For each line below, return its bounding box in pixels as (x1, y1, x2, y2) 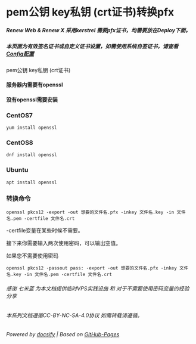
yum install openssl (6, 125, 58, 131)
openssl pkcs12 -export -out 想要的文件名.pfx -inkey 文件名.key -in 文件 (6, 209, 186, 215)
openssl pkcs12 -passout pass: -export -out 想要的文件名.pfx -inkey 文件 (6, 265, 189, 271)
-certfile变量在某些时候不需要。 (6, 227, 83, 234)
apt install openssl (6, 179, 58, 185)
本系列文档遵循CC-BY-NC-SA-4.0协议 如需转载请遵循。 (6, 312, 143, 319)
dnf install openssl (6, 152, 58, 158)
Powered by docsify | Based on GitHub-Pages (6, 330, 120, 337)
